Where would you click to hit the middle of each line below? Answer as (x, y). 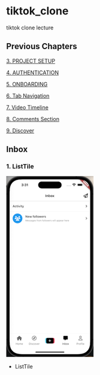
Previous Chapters (42, 46)
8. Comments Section (33, 119)
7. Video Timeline (28, 107)
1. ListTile (20, 167)
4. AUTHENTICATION (33, 72)
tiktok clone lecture (30, 28)
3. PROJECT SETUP (31, 61)
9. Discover (20, 131)
